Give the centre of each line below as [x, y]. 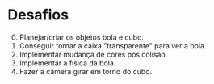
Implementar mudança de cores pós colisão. [93, 54]
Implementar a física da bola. [67, 63]
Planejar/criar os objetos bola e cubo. [82, 37]
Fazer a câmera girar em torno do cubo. [86, 71]
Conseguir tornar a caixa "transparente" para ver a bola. [113, 45]
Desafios [38, 15]
